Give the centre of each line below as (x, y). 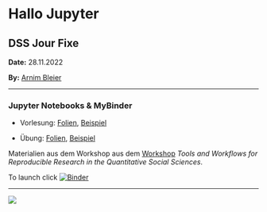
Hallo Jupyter (54, 14)
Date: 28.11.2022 (36, 62)
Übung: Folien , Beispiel (57, 138)
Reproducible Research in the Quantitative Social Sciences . (106, 162)
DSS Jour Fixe (44, 43)
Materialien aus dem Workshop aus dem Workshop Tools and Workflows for (133, 154)
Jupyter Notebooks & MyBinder (70, 106)
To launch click (33, 177)
